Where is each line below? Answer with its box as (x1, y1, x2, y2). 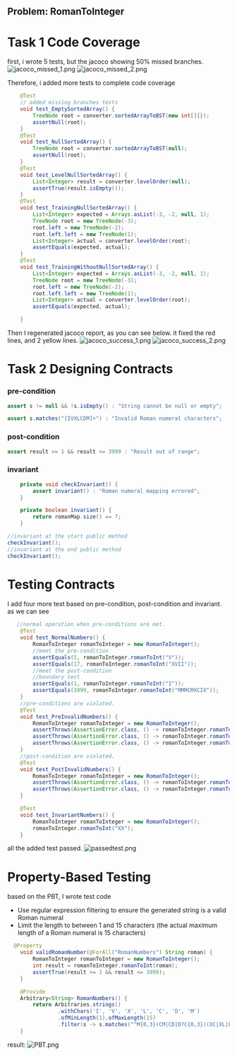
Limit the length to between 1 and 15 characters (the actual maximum (17, 921, 218, 930)
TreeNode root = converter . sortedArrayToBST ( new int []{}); (32, 112, 210, 119)
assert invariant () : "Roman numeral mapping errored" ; (32, 487, 200, 494)
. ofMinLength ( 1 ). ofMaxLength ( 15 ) (57, 1014, 157, 1022)
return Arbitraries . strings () (32, 1001, 121, 1009)
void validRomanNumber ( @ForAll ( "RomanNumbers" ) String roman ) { (20, 949, 213, 956)
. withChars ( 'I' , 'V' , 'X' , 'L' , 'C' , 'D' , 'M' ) (57, 1008, 200, 1015)
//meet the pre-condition (32, 647, 109, 654)
